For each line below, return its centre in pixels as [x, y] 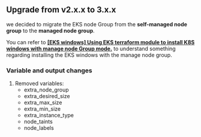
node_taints [38, 121]
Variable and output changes [49, 70]
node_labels [39, 128]
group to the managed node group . [50, 31]
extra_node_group [46, 90]
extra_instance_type [49, 115]
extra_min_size [42, 109]
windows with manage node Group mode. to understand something [91, 48]
